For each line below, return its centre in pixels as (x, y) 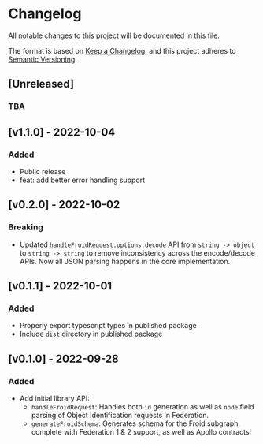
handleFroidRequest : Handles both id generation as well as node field (143, 407)
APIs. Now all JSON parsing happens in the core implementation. (125, 261)
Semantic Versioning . (43, 59)
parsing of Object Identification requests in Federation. (120, 415)
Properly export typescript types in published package (108, 326)
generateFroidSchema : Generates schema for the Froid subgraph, (135, 423)
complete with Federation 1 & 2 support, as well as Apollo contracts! (141, 432)
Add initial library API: (54, 398)
